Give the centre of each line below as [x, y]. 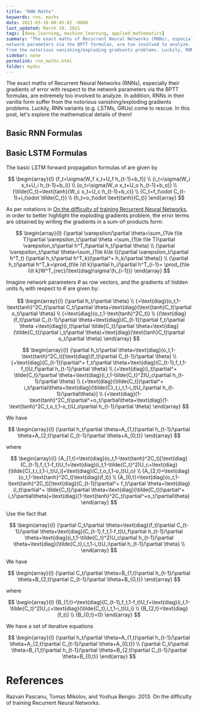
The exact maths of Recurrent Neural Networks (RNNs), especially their [93, 83]
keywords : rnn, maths [33, 17]
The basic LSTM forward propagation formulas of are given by [82, 167]
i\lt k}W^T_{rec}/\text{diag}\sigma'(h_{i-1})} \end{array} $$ [99, 270]
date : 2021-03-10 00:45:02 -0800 [47, 22]
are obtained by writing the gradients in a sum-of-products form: [85, 221]
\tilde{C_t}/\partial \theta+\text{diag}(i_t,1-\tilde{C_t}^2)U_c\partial [93, 375]
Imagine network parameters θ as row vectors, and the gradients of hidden [97, 282]
